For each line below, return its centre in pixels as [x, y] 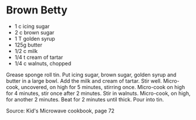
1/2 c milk [26, 51]
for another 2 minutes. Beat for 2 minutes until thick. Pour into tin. [85, 99]
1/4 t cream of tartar [39, 57]
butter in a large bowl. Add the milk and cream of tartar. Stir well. [84, 81]
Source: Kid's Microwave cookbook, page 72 [60, 111]
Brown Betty [37, 10]
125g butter [28, 45]
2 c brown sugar [34, 32]
